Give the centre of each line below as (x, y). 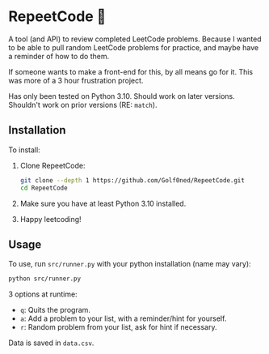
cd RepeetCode (44, 188)
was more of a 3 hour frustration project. (76, 80)
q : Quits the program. (55, 310)
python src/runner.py (45, 279)
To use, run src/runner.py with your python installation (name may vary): (130, 264)
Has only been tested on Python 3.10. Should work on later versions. (122, 96)
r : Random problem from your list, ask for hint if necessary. (118, 327)
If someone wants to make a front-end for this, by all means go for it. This (130, 71)
